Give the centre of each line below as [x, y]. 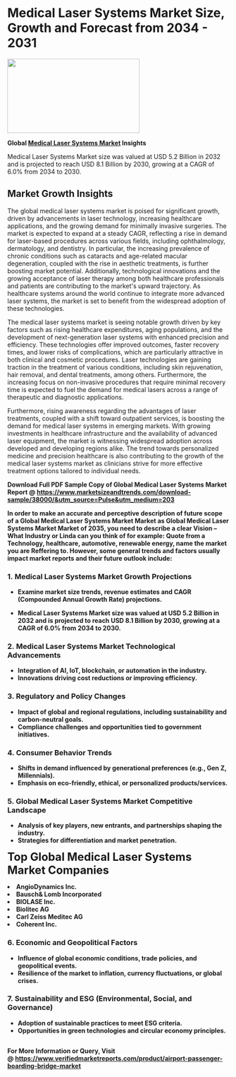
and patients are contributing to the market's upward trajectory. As [104, 286]
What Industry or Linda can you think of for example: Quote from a [106, 535]
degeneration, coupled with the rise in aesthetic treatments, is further [108, 263]
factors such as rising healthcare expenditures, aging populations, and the [115, 329]
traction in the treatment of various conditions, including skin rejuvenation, [115, 367]
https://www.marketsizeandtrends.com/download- [114, 492]
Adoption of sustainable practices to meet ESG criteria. [100, 1023]
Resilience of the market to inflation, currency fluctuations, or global [119, 973]
